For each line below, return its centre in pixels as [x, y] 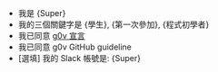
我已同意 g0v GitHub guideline [74, 47]
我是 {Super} [42, 13]
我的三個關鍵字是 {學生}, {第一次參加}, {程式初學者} [114, 24]
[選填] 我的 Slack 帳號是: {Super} [79, 58]
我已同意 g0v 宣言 [51, 36]
